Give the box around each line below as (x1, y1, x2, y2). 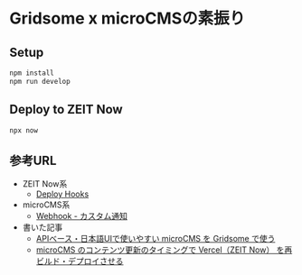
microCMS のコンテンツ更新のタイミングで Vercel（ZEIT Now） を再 (35, 244, 293, 255)
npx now (9, 125, 39, 135)
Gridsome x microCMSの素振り (9, 8, 246, 29)
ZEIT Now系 (22, 179, 68, 189)
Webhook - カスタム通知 (35, 211, 128, 222)
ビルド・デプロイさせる (35, 256, 124, 267)
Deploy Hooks (35, 188, 90, 199)
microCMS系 (22, 199, 71, 210)
